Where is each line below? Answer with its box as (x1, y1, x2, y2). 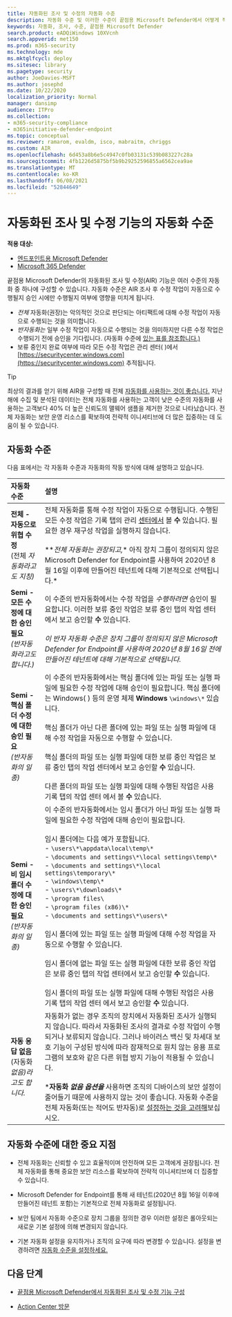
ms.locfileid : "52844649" (7, 184, 81, 191)
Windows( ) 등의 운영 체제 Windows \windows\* (52, 694, 205, 703)
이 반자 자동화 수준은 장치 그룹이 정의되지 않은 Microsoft (44, 634, 218, 643)
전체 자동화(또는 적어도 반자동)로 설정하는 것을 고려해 (44, 1103, 208, 1112)
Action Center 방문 (17, 1302, 70, 1310)
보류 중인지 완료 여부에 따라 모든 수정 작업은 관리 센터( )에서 (17, 343, 178, 351)
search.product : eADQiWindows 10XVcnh (7, 29, 119, 37)
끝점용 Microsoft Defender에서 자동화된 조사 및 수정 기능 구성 (17, 1287, 185, 1296)
